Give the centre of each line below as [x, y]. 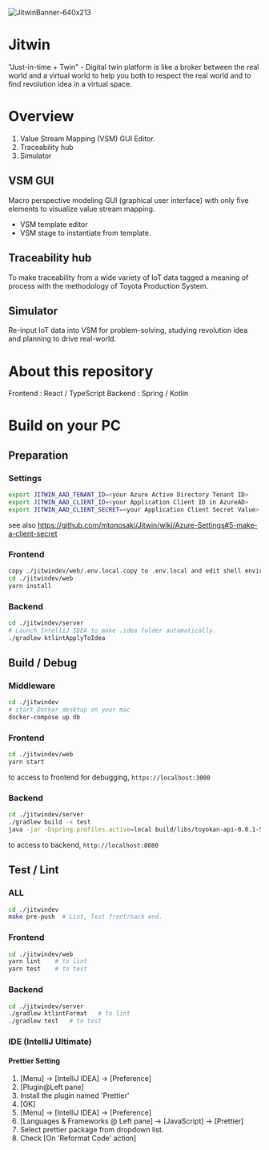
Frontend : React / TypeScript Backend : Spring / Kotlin [98, 394]
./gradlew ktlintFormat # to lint [69, 1014]
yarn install [30, 585]
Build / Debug [43, 663]
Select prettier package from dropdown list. [92, 1130]
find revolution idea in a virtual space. [70, 83]
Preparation [38, 455]
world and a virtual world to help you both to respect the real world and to [130, 75]
